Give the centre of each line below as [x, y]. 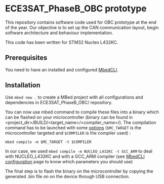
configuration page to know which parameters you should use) [69, 161]
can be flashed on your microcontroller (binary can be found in [69, 117]
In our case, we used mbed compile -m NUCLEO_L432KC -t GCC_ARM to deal [79, 151]
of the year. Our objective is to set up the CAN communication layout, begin [82, 27]
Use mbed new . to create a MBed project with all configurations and [74, 97]
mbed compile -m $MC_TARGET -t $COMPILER [48, 142]
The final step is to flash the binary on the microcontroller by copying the [79, 171]
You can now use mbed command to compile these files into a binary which [82, 112]
